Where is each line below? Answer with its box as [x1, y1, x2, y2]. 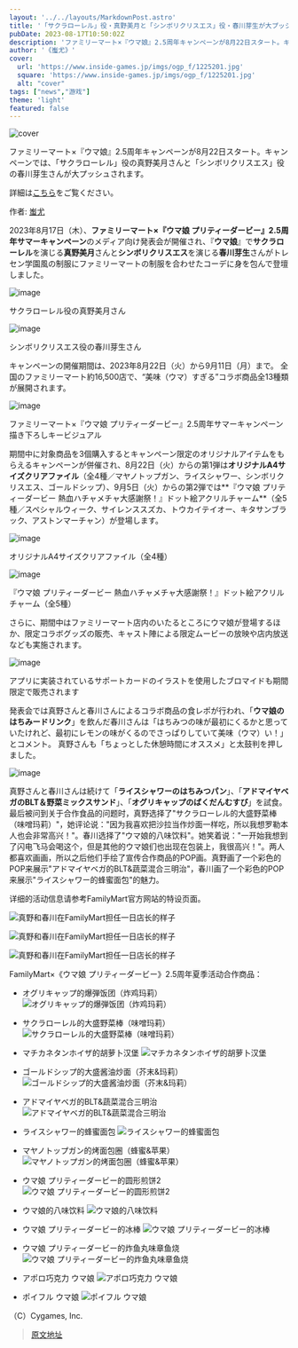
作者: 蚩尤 [9, 206, 45, 217]
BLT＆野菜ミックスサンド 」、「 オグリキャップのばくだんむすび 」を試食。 [24, 797, 287, 808]
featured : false [9, 104, 69, 113]
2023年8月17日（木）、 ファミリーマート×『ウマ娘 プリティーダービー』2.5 [9, 225, 281, 236]
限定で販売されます [9, 687, 80, 698]
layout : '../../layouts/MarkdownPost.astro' [9, 12, 176, 22]
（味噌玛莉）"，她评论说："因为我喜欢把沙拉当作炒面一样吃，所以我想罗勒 [9, 819, 281, 830]
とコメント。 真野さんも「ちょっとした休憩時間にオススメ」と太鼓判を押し [9, 738, 284, 750]
